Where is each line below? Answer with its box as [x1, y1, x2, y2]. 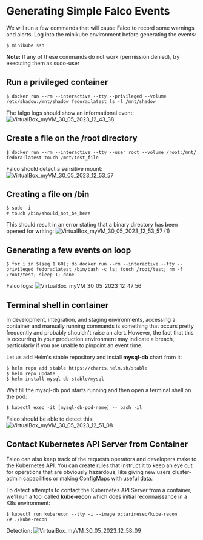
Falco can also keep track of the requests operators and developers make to [6, 455, 197, 462]
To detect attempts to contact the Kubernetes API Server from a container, [6, 486, 192, 493]
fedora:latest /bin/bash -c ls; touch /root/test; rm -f [36, 267, 183, 273]
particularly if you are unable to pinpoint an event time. [6, 342, 143, 349]
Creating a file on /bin [6, 189, 90, 199]
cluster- [171, 468, 192, 475]
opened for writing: [6, 227, 55, 235]
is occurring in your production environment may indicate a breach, [6, 335, 175, 342]
